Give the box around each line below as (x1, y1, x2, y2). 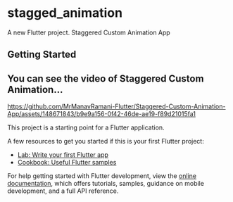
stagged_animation (7, 5, 123, 21)
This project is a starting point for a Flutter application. (7, 123, 165, 132)
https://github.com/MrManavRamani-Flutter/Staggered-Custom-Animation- (7, 102, 226, 111)
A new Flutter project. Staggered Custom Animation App (7, 28, 170, 37)
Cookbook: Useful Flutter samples (17, 158, 117, 167)
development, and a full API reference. (7, 187, 119, 195)
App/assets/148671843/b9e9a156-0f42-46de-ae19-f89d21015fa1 (7, 110, 196, 118)
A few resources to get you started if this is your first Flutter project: (7, 137, 204, 146)
